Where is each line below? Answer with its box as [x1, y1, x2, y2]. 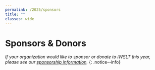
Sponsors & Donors [5, 37, 87, 49]
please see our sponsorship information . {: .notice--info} [5, 59, 121, 65]
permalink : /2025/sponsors [5, 7, 61, 12]
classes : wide [5, 16, 35, 21]
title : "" [5, 12, 26, 17]
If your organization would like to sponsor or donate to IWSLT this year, [5, 54, 151, 60]
